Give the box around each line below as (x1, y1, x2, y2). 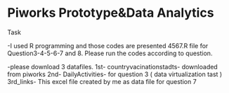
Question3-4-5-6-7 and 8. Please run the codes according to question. (7, 49, 213, 57)
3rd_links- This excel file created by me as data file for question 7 (7, 77, 197, 85)
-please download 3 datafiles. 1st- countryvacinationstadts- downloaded (7, 62, 218, 71)
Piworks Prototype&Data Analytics (7, 5, 214, 21)
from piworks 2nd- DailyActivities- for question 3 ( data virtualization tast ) (7, 70, 223, 78)
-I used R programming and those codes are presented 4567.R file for (7, 41, 209, 50)
